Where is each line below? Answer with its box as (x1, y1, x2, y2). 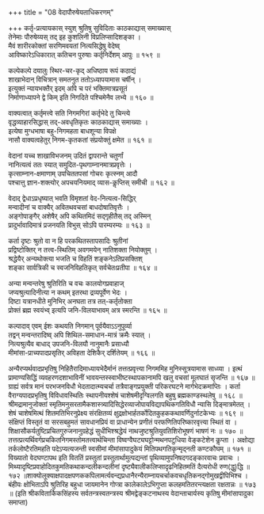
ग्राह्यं (8, 382, 19, 391)
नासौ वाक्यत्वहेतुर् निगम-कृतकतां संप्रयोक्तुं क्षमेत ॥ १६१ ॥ (8, 135, 152, 144)
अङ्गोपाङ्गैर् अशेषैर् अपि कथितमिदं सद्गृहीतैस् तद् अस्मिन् (8, 211, 151, 221)
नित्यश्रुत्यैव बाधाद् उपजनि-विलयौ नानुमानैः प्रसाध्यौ (8, 339, 129, 348)
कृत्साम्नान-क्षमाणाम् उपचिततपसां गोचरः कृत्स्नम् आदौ (8, 169, 138, 178)
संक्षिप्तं (8, 417, 25, 427)
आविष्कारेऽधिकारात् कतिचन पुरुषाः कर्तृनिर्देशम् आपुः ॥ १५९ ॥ (8, 50, 160, 59)
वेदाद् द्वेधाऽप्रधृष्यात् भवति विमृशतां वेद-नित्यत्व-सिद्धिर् (8, 194, 136, 203)
